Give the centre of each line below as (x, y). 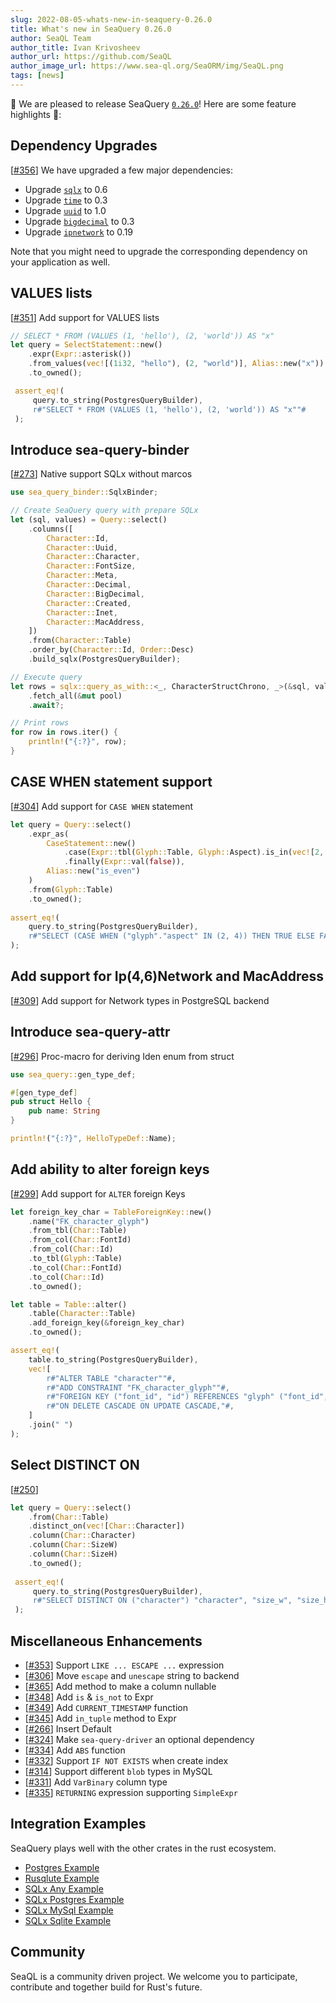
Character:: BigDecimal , (95, 594)
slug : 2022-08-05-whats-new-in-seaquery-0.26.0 (111, 19)
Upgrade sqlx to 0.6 (66, 189)
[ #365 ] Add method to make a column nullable (120, 1686)
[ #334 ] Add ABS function (75, 1750)
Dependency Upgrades (84, 146)
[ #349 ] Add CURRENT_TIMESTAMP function (106, 1707)
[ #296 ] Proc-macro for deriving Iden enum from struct (122, 1056)
